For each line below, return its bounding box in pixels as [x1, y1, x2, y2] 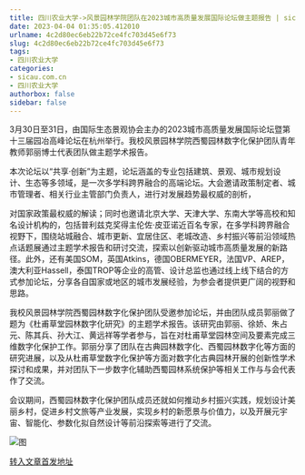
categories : [9, 65, 54, 74]
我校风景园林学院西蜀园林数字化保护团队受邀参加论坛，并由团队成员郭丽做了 [9, 307, 296, 318]
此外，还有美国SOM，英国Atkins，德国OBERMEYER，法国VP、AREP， [25, 254, 290, 265]
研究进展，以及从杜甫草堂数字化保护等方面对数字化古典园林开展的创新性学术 [9, 352, 296, 364]
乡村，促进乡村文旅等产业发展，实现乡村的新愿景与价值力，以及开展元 [16, 406, 280, 417]
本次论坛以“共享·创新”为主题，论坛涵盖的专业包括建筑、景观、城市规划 [9, 166, 274, 177]
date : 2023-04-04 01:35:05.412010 [9, 22, 141, 31]
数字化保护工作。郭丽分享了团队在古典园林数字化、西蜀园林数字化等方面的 [16, 341, 296, 352]
